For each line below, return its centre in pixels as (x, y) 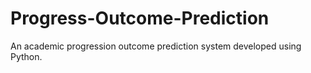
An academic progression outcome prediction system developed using (156, 46)
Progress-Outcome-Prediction (140, 18)
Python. (26, 56)
